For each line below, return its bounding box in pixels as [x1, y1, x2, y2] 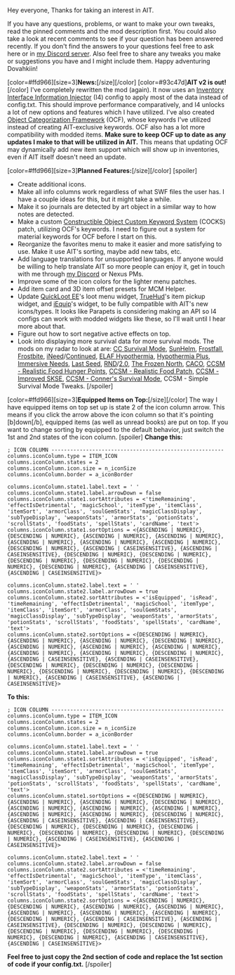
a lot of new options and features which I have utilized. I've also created [7, 108, 215, 116]
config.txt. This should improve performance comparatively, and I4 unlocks [7, 101, 225, 108]
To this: [7, 693, 30, 701]
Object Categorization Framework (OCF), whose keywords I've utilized [7, 115, 211, 124]
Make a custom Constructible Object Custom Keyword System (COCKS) [17, 217, 226, 226]
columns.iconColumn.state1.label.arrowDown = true [7, 749, 159, 756]
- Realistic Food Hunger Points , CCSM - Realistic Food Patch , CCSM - [17, 367, 220, 375]
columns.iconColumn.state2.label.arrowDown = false [7, 860, 161, 867]
